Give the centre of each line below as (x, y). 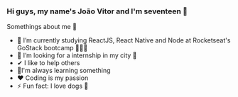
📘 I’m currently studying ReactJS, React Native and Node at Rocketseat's (124, 40)
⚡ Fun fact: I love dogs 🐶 (53, 86)
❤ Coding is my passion (53, 78)
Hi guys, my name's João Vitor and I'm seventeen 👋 (97, 11)
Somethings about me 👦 (42, 27)
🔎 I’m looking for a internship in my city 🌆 (77, 55)
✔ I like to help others (48, 63)
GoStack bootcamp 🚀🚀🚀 (52, 48)
